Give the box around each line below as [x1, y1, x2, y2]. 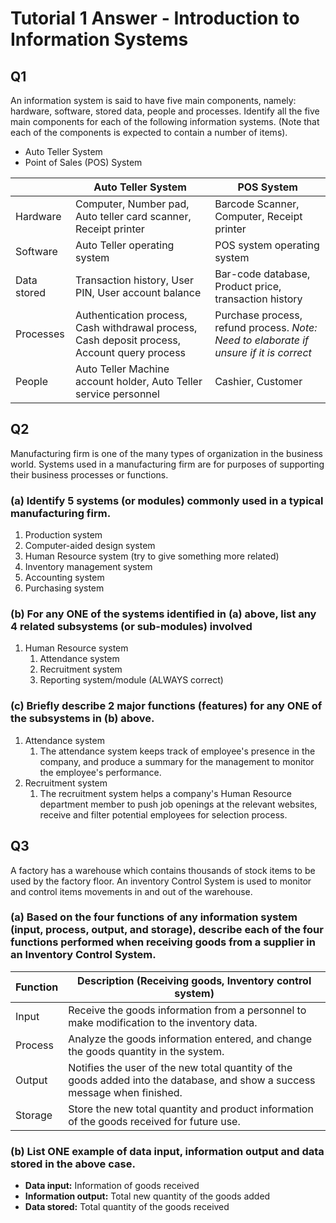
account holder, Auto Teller [75, 375, 203, 388]
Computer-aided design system [24, 540, 156, 552]
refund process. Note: [214, 321, 318, 334]
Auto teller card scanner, [75, 210, 192, 223]
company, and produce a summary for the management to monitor [39, 755, 315, 767]
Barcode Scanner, [214, 197, 300, 211]
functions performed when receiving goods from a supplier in [10, 935, 316, 949]
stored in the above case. [10, 1157, 136, 1171]
